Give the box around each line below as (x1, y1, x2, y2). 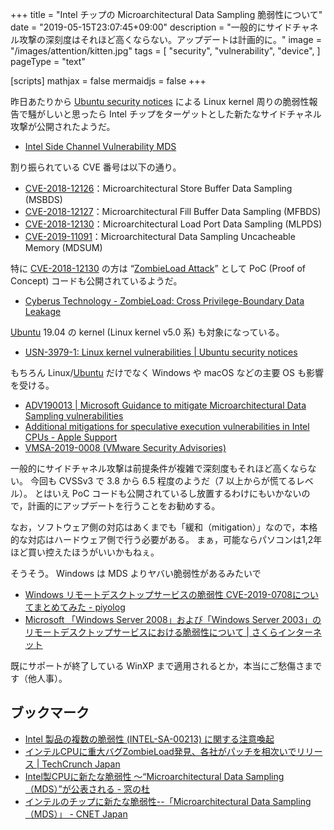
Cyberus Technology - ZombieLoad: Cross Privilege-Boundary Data (24, 295, 305, 307)
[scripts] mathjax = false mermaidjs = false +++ (10, 75, 207, 87)
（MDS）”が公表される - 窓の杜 (24, 783, 151, 795)
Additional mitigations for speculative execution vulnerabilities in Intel (24, 421, 310, 432)
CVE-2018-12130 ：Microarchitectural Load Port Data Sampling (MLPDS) (24, 218, 323, 230)
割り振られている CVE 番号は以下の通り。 (10, 161, 182, 173)
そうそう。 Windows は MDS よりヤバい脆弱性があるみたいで (10, 568, 262, 579)
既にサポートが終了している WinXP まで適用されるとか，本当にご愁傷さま (10, 660, 314, 672)
